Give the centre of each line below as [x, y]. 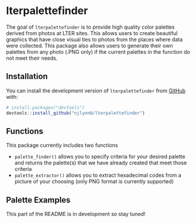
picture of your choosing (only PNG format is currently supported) [94, 181]
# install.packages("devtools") [45, 107]
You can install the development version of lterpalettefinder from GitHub [96, 90]
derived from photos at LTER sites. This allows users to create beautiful [92, 33]
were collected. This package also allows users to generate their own [90, 46]
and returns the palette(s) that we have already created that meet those [101, 163]
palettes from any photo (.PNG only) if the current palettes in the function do [98, 52]
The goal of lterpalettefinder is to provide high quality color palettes [90, 27]
